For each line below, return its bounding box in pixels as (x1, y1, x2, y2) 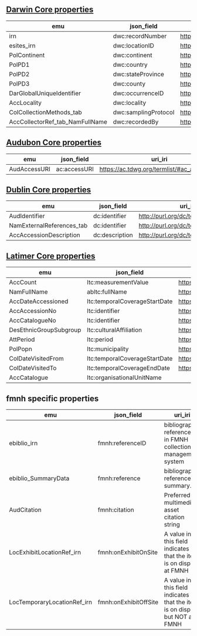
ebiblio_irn (9, 439, 38, 447)
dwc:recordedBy (113, 117, 159, 125)
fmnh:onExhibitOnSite (97, 548, 158, 556)
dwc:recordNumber (113, 32, 167, 40)
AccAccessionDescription (9, 231, 80, 239)
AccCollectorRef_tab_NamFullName (9, 117, 107, 125)
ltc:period (87, 335, 113, 343)
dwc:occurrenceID (113, 89, 164, 97)
